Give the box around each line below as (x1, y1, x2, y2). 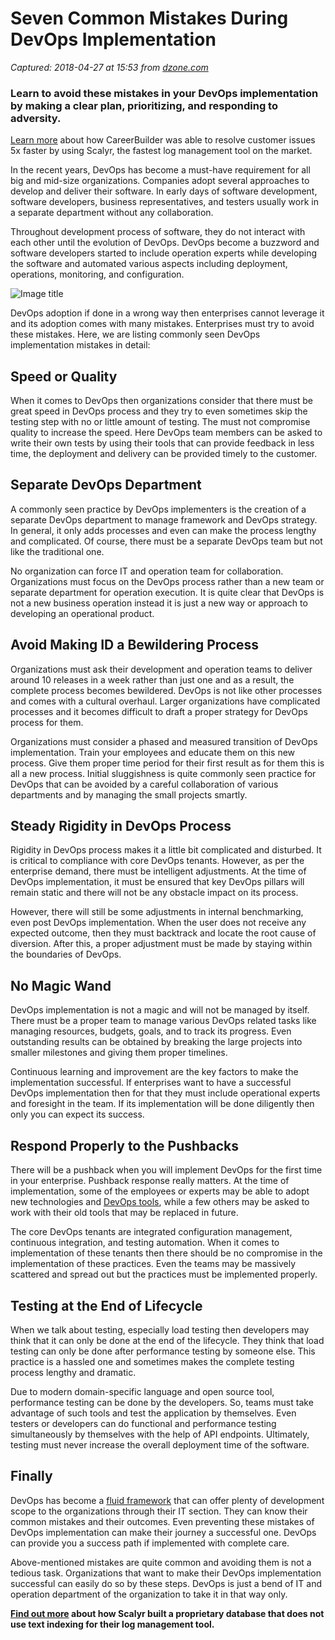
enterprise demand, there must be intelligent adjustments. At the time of (10, 865, 307, 877)
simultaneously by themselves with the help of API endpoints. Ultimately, (10, 1428, 310, 1440)
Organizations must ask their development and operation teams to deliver (10, 663, 313, 675)
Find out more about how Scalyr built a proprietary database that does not (10, 1607, 325, 1619)
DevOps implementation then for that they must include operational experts (10, 1087, 321, 1099)
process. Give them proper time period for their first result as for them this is (10, 757, 325, 769)
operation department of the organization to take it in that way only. (10, 1588, 288, 1600)
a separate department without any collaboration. (10, 207, 214, 219)
